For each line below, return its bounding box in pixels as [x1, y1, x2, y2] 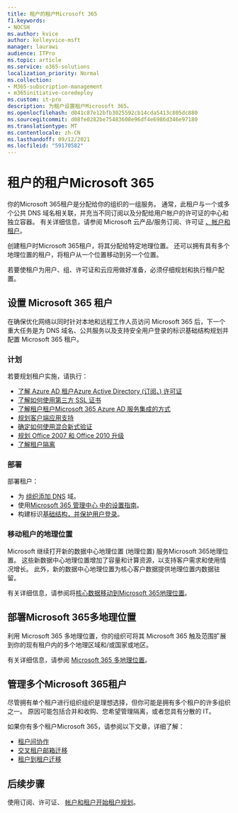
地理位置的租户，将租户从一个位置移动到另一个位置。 [7, 250, 163, 259]
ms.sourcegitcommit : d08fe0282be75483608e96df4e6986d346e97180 [7, 116, 198, 123]
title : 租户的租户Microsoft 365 [7, 10, 98, 18]
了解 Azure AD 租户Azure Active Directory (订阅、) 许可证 [17, 387, 183, 396]
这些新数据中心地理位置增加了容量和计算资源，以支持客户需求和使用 [21, 555, 220, 564]
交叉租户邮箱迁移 [17, 746, 68, 755]
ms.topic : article [7, 57, 62, 64]
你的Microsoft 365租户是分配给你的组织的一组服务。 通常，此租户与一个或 [7, 200, 225, 209]
